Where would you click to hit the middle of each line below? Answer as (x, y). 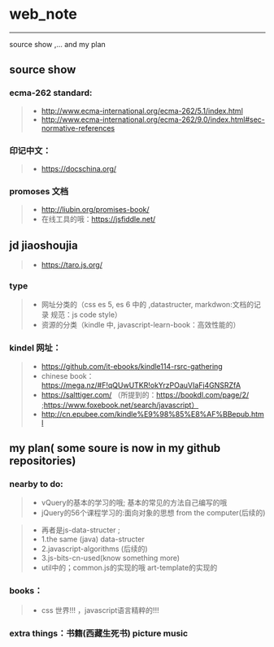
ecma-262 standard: (51, 93)
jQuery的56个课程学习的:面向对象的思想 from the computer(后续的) (153, 513)
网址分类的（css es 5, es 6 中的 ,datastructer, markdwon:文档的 (148, 305)
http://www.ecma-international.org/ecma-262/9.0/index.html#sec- (153, 119)
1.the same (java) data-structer (93, 539)
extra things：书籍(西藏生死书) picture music (99, 633)
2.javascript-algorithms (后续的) (95, 549)
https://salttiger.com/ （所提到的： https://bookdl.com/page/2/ (145, 394)
